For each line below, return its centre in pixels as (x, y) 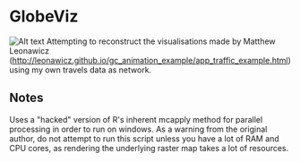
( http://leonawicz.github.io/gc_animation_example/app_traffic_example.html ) (150, 60)
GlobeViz (44, 17)
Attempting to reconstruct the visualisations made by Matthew (161, 41)
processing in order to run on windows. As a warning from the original (138, 129)
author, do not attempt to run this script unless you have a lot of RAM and (144, 138)
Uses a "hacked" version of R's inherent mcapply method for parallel (136, 119)
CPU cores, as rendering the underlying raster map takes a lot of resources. (149, 148)
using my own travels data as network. (81, 70)
